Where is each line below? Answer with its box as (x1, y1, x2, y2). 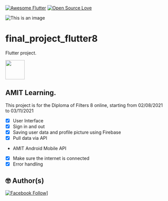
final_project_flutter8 (5, 33, 98, 45)
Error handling (12, 161, 43, 167)
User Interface (12, 117, 44, 123)
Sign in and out (12, 123, 45, 130)
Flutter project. (5, 49, 37, 56)
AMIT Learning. (5, 88, 57, 97)
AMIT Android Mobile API (12, 145, 67, 151)
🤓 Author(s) (5, 176, 45, 185)
